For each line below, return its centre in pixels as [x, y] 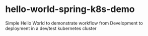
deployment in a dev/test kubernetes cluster [51, 28]
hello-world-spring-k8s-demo [70, 9]
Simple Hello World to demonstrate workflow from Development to [74, 23]
